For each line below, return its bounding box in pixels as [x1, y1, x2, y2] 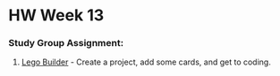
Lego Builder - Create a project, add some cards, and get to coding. [21, 57, 272, 67]
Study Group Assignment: [8, 37, 124, 49]
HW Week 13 [8, 5, 105, 26]
